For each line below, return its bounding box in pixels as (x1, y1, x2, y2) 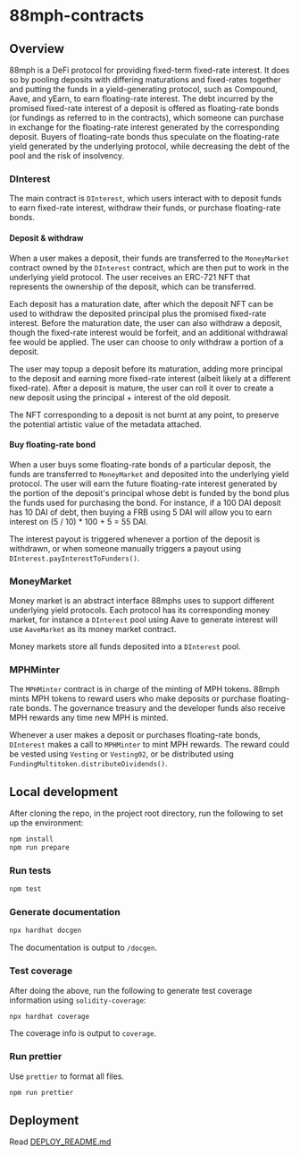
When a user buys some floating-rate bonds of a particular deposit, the (9, 458, 271, 470)
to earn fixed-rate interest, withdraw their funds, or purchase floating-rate (9, 202, 281, 213)
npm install (9, 834, 54, 844)
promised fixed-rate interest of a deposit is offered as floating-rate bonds (9, 103, 279, 113)
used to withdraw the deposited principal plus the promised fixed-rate (9, 308, 267, 319)
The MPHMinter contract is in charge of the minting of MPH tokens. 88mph (9, 684, 279, 695)
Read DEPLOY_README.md (9, 1136, 112, 1147)
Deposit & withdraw (9, 232, 84, 243)
